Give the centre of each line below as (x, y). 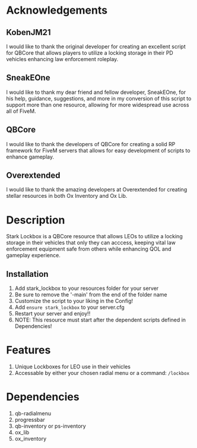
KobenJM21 (29, 32)
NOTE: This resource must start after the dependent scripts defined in (100, 320)
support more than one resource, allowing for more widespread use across (98, 105)
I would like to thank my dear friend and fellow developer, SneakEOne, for (96, 92)
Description (36, 220)
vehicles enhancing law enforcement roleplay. (62, 59)
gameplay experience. (33, 255)
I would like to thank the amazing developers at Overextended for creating (97, 190)
